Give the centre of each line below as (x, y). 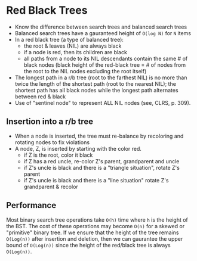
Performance (31, 205)
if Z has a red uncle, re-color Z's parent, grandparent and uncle (101, 161)
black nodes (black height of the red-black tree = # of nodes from (105, 65)
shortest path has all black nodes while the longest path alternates (96, 90)
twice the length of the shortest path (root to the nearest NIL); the (95, 83)
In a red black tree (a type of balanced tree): (69, 39)
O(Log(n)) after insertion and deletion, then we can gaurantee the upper (95, 238)
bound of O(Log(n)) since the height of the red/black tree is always (89, 245)
